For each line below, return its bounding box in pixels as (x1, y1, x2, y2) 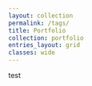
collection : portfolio (8, 33, 84, 42)
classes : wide (8, 49, 56, 57)
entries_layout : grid (8, 41, 81, 49)
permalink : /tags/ (8, 19, 70, 27)
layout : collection (8, 11, 74, 20)
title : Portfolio (8, 26, 66, 34)
